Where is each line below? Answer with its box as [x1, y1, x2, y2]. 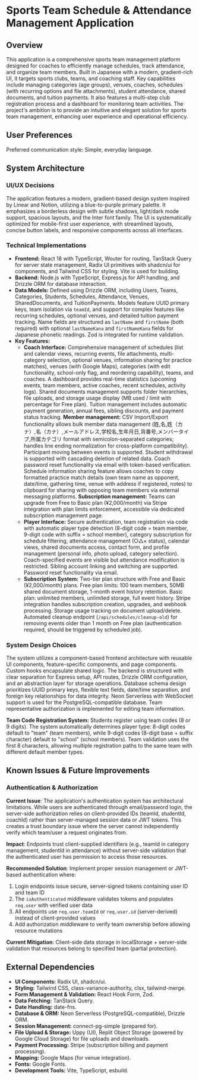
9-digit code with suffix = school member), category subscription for [23, 530, 192, 538]
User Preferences [6, 130, 72, 140]
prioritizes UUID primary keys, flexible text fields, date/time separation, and [6, 686, 190, 693]
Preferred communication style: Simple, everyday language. [6, 146, 153, 153]
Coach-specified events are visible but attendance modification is [23, 556, 185, 563]
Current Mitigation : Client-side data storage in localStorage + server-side [6, 938, 187, 946]
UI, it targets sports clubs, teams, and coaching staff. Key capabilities [6, 75, 176, 82]
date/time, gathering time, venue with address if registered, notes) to [23, 480, 192, 487]
